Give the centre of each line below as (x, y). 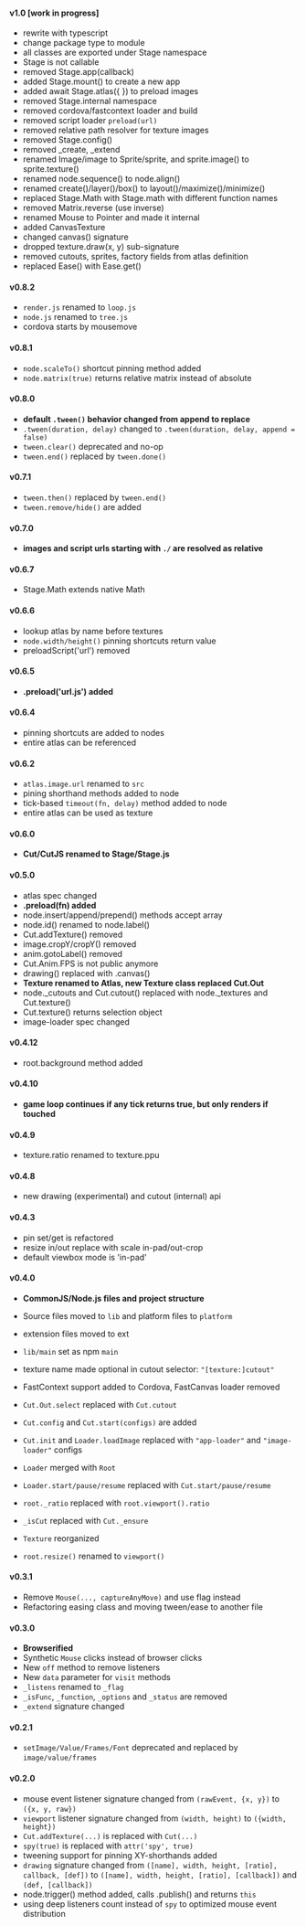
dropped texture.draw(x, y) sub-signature (101, 247)
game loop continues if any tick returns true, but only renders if (145, 1104)
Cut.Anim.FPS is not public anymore (90, 963)
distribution (44, 1913)
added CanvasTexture (64, 228)
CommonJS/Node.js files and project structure (113, 1298)
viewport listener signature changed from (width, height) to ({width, (154, 1818)
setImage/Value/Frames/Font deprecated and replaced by (130, 1748)
